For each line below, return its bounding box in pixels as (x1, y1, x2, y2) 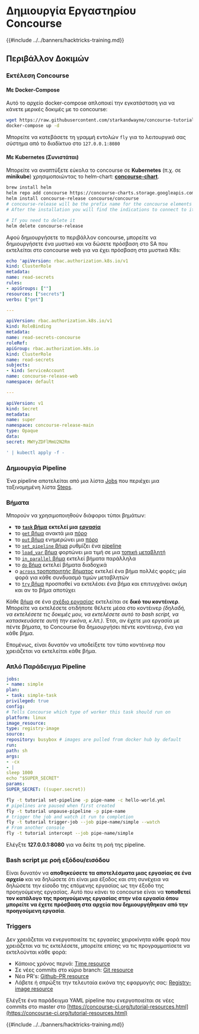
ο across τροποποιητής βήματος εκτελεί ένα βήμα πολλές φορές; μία (14, 568, 187, 575)
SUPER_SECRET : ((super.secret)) (6, 787, 86, 793)
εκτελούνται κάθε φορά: (6, 948, 67, 956)
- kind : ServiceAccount (6, 367, 65, 374)
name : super (6, 417, 36, 423)
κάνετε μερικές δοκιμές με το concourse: (6, 106, 108, 113)
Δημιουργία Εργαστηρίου (6, 4, 136, 18)
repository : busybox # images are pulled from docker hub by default (6, 737, 182, 743)
